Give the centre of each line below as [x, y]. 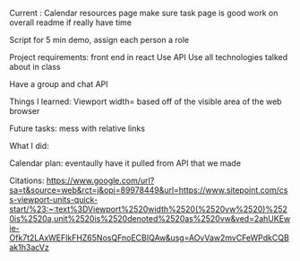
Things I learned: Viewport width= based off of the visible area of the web [146, 101]
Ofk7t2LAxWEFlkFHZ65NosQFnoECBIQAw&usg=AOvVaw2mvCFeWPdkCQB [149, 238]
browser [25, 111]
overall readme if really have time [71, 22]
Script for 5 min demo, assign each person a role [99, 40]
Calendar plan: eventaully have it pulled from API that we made [125, 163]
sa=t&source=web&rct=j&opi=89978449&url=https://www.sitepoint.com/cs [149, 190]
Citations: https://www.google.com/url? [82, 180]
